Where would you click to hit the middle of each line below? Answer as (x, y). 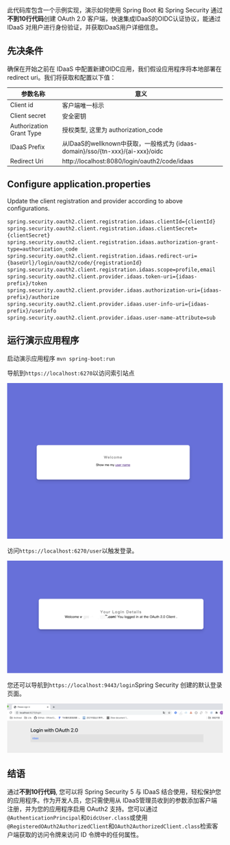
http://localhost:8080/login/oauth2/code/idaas (128, 161)
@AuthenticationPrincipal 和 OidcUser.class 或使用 (78, 817)
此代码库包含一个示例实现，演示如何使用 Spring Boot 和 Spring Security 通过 (115, 10)
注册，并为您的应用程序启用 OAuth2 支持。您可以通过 (82, 809)
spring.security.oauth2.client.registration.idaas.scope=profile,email (111, 270)
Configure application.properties (79, 184)
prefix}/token (27, 283)
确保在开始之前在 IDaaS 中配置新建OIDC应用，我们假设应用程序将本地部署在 (115, 69)
